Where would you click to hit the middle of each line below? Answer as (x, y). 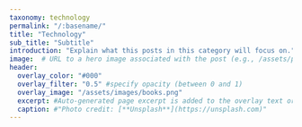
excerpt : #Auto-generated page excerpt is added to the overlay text (150, 101)
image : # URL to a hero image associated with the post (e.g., (132, 59)
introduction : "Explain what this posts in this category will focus (142, 51)
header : (24, 68)
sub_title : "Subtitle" (52, 42)
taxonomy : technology (50, 17)
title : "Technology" (48, 34)
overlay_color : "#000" (60, 76)
